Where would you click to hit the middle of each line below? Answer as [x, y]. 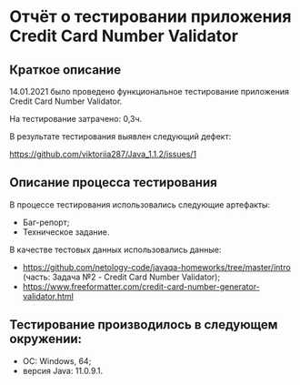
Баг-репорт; [46, 222]
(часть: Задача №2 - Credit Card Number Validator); [121, 277]
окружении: [46, 339]
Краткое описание [65, 70]
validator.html [48, 296]
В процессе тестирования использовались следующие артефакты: [140, 204]
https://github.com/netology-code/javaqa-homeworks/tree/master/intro [156, 267]
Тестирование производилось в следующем [144, 325]
